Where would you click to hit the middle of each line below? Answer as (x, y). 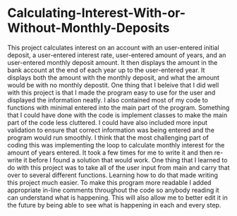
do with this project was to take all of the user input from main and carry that (119, 167)
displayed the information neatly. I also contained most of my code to (108, 100)
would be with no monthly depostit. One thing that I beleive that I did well (113, 85)
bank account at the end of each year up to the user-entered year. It (106, 70)
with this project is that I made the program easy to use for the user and (111, 92)
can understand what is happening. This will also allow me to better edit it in (117, 197)
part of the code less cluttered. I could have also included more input (108, 122)
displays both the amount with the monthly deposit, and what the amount (114, 77)
